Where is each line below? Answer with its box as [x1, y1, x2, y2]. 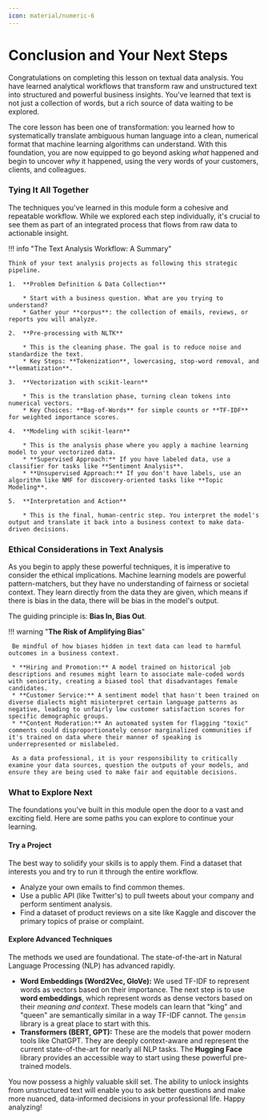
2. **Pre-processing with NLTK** [8, 329, 124, 337]
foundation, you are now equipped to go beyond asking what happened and [8, 147, 259, 157]
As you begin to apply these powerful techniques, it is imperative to [8, 562, 230, 572]
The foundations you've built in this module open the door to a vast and [8, 805, 244, 814]
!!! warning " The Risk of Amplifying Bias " [8, 627, 146, 637]
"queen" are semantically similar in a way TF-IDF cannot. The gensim [19, 1010, 246, 1020]
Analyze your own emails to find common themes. [19, 882, 186, 892]
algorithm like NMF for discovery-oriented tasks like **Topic [8, 476, 224, 484]
